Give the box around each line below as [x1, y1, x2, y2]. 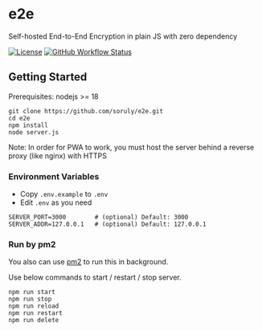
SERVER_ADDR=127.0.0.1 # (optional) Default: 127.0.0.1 [8, 220, 207, 229]
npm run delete [8, 317, 59, 325]
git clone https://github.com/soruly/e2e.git [8, 107, 163, 115]
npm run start [8, 288, 56, 296]
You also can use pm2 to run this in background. [8, 257, 169, 267]
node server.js [8, 128, 59, 137]
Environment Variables [8, 170, 100, 182]
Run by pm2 [8, 239, 56, 250]
